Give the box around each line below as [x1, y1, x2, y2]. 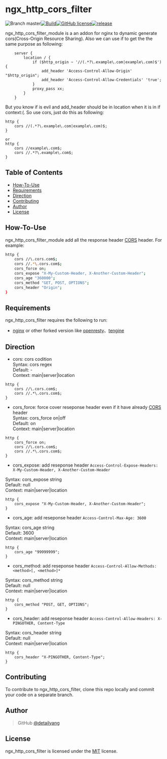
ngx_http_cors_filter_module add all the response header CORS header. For [5, 237, 162, 243]
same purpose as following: [5, 41, 63, 47]
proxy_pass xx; [32, 86, 65, 91]
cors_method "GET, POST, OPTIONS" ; [14, 280, 90, 285]
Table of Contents [5, 168, 63, 177]
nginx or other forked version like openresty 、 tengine [12, 328, 124, 334]
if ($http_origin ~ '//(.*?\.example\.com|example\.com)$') [32, 59, 162, 64]
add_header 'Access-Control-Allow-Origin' [41, 68, 133, 73]
